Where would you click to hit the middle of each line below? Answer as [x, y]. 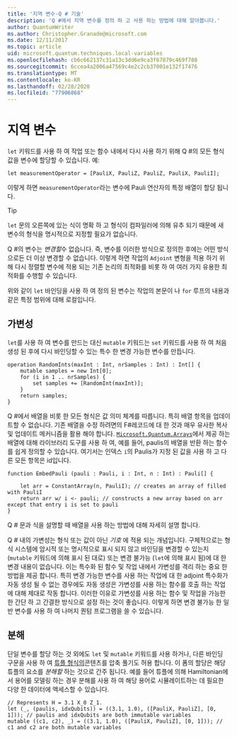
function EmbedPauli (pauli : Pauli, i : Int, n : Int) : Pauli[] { [110, 473]
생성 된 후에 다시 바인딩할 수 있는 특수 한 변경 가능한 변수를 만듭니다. [102, 351]
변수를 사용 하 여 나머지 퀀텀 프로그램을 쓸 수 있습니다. [89, 611]
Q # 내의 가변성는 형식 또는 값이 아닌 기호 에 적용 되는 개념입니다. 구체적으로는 [115, 540]
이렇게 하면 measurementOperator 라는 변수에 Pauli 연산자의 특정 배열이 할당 [111, 188]
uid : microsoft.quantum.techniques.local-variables [85, 54]
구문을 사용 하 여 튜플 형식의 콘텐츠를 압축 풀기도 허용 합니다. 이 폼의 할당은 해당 [117, 663]
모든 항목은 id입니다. [43, 460]
